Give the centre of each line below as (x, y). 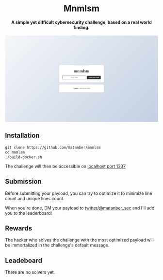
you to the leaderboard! (29, 213)
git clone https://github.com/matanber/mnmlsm (53, 147)
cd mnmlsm (15, 152)
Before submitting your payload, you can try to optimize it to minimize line (79, 193)
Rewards (19, 228)
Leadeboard (24, 260)
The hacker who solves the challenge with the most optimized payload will (79, 240)
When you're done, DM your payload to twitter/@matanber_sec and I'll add (80, 208)
